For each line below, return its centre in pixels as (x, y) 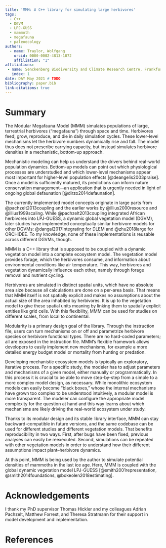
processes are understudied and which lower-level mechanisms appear (78, 172)
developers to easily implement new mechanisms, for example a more (76, 347)
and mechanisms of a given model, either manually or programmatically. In (81, 372)
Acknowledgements (47, 495)
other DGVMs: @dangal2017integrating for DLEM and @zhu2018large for (79, 229)
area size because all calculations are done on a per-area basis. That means (83, 290)
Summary (25, 112)
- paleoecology (25, 42)
